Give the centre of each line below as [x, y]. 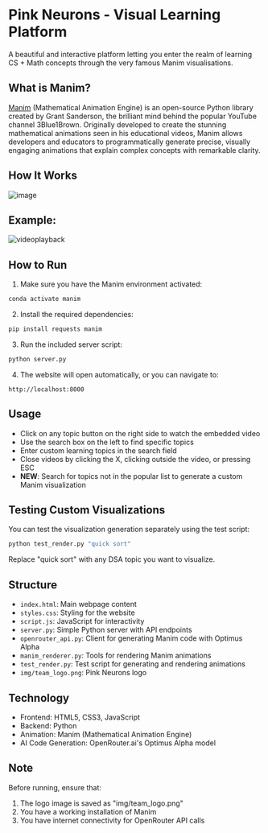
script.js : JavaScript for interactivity [82, 621]
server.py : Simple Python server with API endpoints [106, 630]
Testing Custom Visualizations [87, 510]
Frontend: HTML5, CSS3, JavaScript [80, 717]
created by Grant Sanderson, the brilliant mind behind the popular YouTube [133, 116]
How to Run [38, 264]
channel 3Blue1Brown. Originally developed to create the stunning [118, 124]
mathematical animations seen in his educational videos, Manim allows [126, 133]
